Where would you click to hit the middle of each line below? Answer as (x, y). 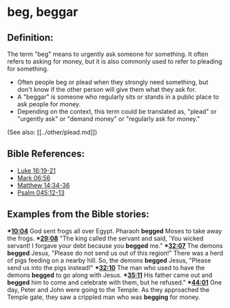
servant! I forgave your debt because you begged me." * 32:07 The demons (115, 245)
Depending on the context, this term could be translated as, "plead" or (117, 112)
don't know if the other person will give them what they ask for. (106, 89)
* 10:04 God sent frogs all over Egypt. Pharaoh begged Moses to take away (115, 231)
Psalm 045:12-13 (41, 192)
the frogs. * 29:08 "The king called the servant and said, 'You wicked (105, 238)
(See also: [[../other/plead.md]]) (52, 132)
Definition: (30, 38)
